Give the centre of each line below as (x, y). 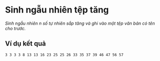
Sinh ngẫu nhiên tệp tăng (57, 10)
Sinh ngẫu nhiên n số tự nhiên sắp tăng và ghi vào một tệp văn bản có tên (80, 23)
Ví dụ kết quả (26, 44)
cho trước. (15, 28)
